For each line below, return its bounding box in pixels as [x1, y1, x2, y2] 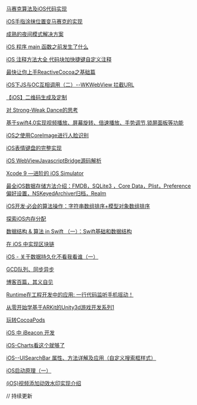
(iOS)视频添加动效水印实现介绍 [6, 380, 82, 387]
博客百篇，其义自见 [6, 279, 54, 285]
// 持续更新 [6, 392, 33, 399]
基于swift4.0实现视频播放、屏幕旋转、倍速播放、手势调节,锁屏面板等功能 [6, 119, 184, 126]
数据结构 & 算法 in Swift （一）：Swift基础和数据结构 [6, 228, 132, 235]
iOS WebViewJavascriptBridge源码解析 [6, 157, 102, 164]
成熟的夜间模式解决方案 [6, 30, 64, 38]
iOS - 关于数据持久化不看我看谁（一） [6, 253, 99, 260]
